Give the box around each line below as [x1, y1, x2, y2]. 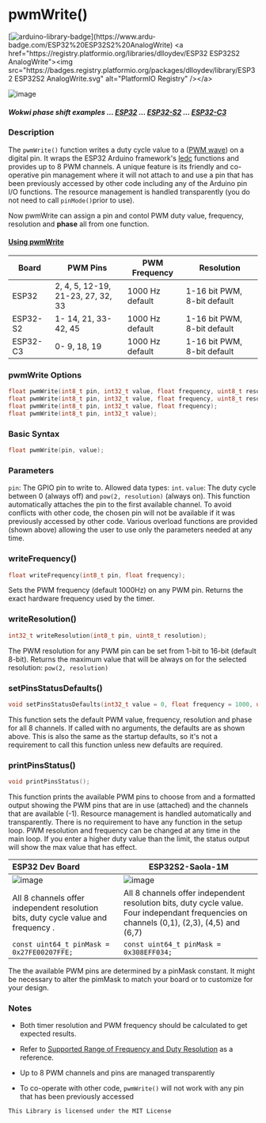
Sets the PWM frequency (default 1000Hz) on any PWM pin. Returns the [8, 586, 244, 595]
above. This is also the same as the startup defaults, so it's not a [8, 731, 218, 741]
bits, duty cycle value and [12, 912, 108, 923]
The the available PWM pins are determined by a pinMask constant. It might [8, 966, 256, 975]
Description [8, 127, 55, 138]
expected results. [19, 1029, 77, 1038]
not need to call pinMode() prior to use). [8, 195, 135, 205]
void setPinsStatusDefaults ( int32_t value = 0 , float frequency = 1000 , [8, 700, 253, 708]
